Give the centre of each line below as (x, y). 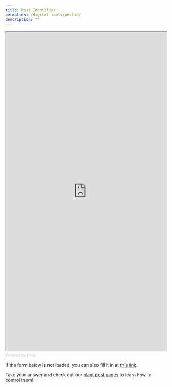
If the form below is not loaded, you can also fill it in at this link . (71, 365)
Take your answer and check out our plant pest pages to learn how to (78, 375)
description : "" (22, 19)
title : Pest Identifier (31, 10)
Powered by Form (20, 355)
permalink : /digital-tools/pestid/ (43, 15)
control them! (19, 380)
